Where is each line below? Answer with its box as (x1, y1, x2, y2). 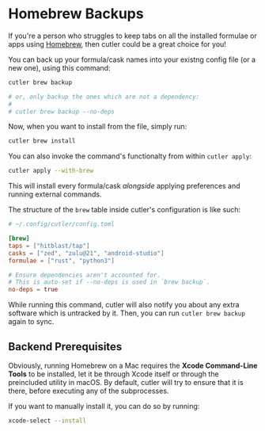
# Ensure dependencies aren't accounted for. (8, 271, 161, 279)
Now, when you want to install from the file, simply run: (8, 122, 187, 132)
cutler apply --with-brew (8, 167, 93, 175)
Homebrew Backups (8, 5, 144, 23)
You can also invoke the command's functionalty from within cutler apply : (8, 151, 252, 161)
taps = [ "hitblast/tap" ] (8, 242, 90, 250)
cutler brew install (8, 137, 77, 145)
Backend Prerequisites (8, 340, 123, 353)
